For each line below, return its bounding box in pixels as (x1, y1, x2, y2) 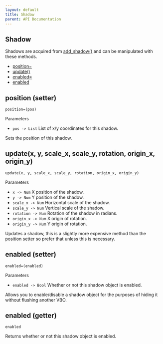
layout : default (5, 7, 39, 12)
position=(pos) (5, 107, 37, 112)
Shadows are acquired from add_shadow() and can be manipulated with (5, 48, 153, 54)
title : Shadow (5, 12, 35, 17)
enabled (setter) (5, 250, 56, 259)
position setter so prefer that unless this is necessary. (5, 236, 116, 242)
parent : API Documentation (5, 16, 61, 21)
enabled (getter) (5, 312, 57, 320)
